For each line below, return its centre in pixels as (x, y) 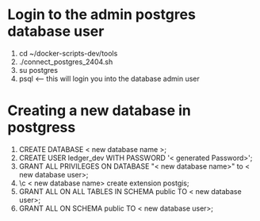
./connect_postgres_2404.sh (66, 62)
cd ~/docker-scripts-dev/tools (68, 53)
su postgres (38, 70)
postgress (42, 128)
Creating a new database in (99, 110)
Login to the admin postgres (101, 15)
